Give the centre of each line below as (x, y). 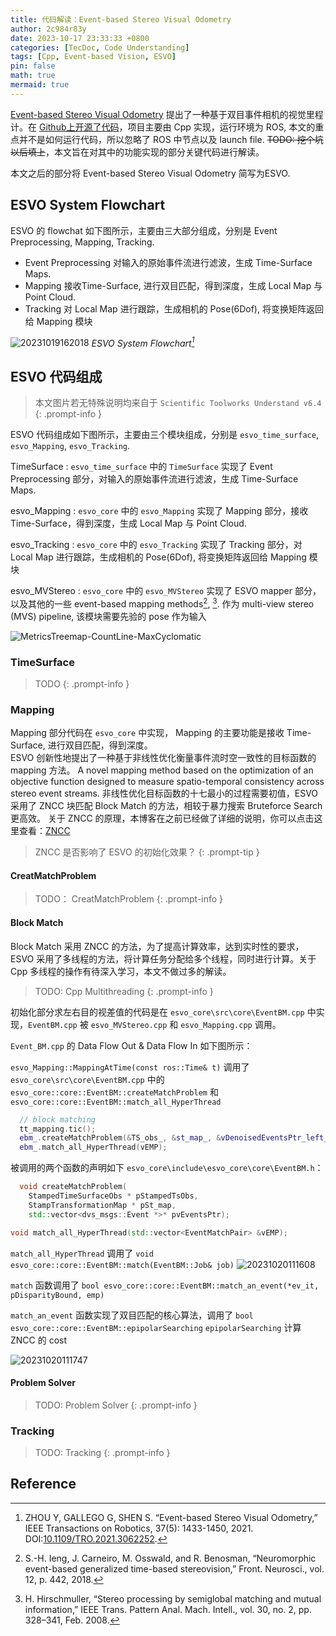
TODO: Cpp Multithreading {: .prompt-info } (124, 991)
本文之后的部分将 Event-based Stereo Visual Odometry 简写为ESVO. (150, 173)
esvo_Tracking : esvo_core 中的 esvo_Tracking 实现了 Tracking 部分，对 (156, 545)
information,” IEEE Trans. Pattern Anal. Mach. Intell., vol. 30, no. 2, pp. (168, 1609)
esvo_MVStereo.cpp (129, 1025)
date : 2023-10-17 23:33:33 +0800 (80, 38)
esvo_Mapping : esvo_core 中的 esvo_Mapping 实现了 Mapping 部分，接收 (159, 511)
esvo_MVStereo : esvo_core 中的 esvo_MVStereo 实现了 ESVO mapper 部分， (166, 591)
